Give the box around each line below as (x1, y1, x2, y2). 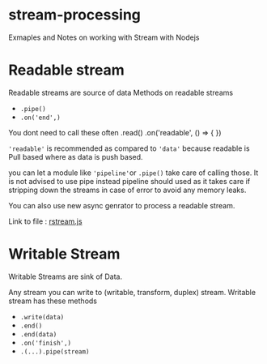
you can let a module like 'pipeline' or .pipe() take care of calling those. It (8, 168, 259, 178)
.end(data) (19, 330, 57, 338)
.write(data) (19, 313, 65, 321)
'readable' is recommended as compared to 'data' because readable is (8, 143, 250, 153)
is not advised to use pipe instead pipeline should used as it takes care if (8, 176, 251, 186)
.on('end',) (19, 113, 61, 122)
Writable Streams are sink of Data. (8, 272, 123, 281)
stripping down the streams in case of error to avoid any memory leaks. (8, 185, 247, 195)
